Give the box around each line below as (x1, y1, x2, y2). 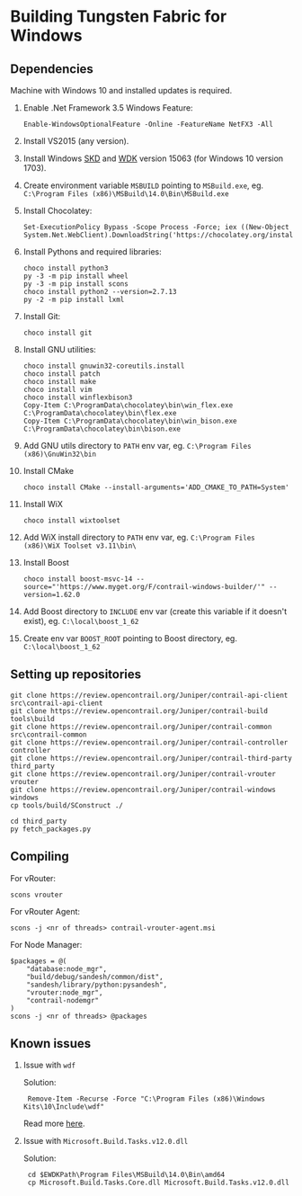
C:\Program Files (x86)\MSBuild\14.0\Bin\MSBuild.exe (22, 190, 229, 199)
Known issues (10, 1036, 92, 1051)
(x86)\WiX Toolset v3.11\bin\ (22, 541, 138, 550)
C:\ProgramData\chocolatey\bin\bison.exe (22, 424, 181, 433)
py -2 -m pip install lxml (22, 295, 125, 304)
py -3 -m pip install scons (22, 280, 129, 289)
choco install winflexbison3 (22, 393, 133, 402)
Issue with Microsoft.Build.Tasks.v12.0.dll (22, 1136, 189, 1147)
